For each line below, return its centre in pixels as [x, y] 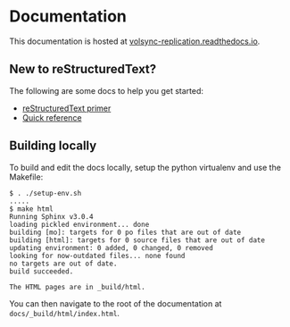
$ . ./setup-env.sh [46, 193]
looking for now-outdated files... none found [97, 256]
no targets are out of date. [63, 264]
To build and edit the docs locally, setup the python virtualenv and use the [145, 167]
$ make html [31, 209]
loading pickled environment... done [79, 224]
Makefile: [26, 177]
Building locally [53, 146]
